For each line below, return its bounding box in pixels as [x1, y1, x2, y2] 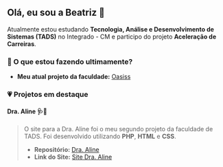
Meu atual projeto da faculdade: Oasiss [16, 73, 131, 81]
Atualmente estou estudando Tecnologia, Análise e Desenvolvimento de [7, 25, 215, 33]
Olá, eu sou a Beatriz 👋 [7, 7, 105, 19]
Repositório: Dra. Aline [34, 146, 99, 154]
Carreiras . [7, 39, 36, 48]
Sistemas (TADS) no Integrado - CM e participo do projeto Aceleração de [7, 32, 217, 41]
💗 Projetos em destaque [7, 90, 89, 100]
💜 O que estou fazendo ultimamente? [7, 56, 133, 66]
